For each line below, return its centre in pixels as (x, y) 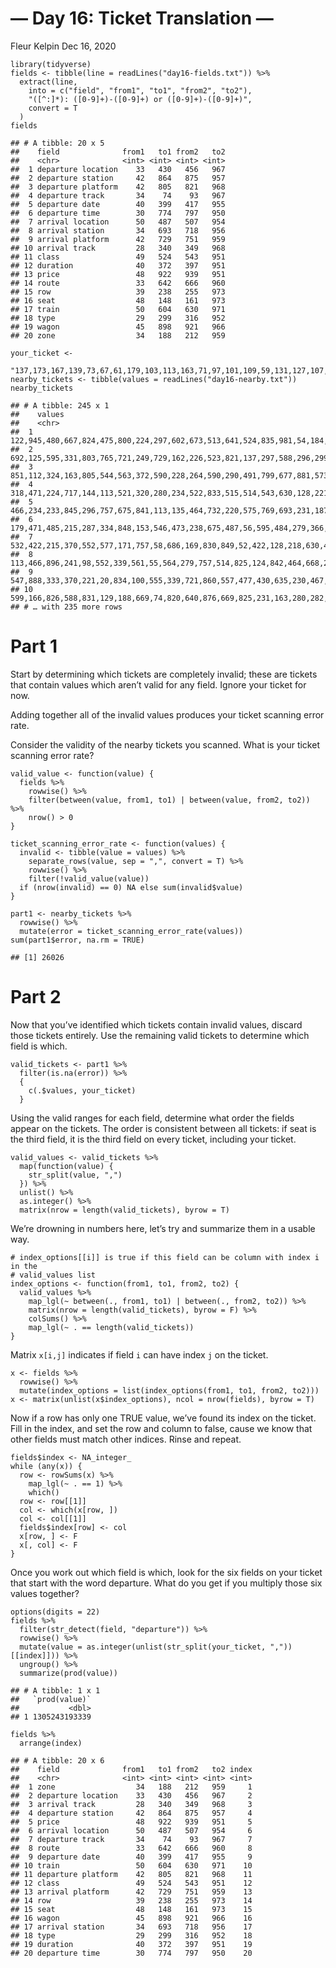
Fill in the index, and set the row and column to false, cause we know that (161, 1428)
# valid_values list (53, 1275)
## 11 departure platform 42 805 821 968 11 (131, 1874)
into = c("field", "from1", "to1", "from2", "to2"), (140, 90)
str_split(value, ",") (75, 1175)
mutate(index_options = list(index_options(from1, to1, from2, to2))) (169, 1390)
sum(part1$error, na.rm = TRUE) (77, 940)
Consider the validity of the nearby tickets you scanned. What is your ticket (165, 744)
